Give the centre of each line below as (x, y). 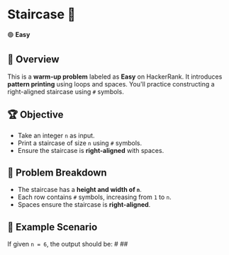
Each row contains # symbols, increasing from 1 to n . (94, 197)
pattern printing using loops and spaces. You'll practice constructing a (111, 84)
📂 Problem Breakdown (57, 172)
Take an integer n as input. (56, 135)
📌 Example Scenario (52, 227)
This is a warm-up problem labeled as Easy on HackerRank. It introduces (115, 76)
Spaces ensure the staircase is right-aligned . (84, 205)
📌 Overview (33, 59)
